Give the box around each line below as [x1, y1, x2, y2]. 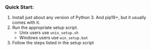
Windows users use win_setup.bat [19, 35, 88, 40]
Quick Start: [5, 4, 34, 10]
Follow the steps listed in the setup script [12, 40, 94, 46]
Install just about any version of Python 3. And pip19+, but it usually [12, 15, 146, 20]
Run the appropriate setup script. [12, 25, 78, 30]
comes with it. [12, 20, 40, 25]
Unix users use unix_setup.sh [19, 30, 79, 36]
